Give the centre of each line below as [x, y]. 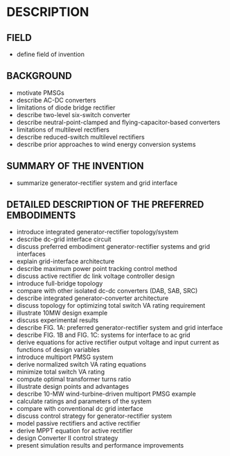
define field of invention [50, 54]
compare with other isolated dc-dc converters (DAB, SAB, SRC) [107, 291]
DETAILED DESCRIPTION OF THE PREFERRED [105, 205]
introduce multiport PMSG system [65, 357]
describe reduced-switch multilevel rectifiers [80, 137]
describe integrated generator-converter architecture [92, 298]
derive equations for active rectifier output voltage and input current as [118, 342]
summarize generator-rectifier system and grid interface [97, 183]
